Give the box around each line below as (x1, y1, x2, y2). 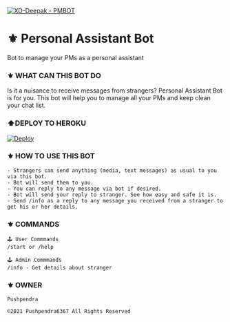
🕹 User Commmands (7, 236, 59, 243)
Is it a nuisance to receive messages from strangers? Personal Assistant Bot (7, 86, 222, 95)
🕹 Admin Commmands (7, 256, 62, 264)
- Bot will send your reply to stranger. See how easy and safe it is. (7, 191, 217, 198)
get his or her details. (7, 203, 79, 210)
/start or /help (7, 244, 54, 251)
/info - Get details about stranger (7, 265, 112, 272)
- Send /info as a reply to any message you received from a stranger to (7, 197, 224, 204)
